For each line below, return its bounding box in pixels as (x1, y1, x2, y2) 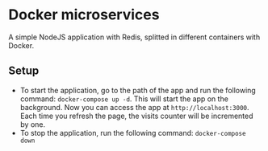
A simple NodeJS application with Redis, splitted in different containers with (8, 32, 261, 42)
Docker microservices (8, 6, 160, 24)
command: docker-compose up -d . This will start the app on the (19, 94, 228, 104)
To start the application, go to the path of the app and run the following (19, 85, 256, 95)
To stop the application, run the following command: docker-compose (19, 128, 246, 137)
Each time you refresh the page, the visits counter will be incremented (19, 111, 253, 120)
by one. (19, 119, 46, 129)
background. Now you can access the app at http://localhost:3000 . (19, 102, 249, 112)
